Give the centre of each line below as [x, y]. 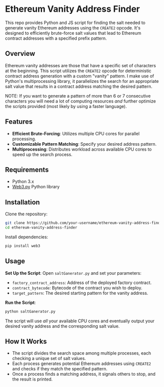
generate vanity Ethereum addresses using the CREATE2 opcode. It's [73, 27]
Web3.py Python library [36, 187]
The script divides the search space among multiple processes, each [82, 353]
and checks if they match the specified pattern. [60, 369]
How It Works [26, 341]
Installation [22, 202]
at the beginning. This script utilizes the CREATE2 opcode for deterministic [78, 71]
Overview [20, 54]
